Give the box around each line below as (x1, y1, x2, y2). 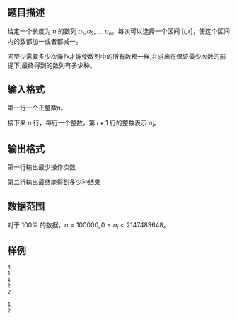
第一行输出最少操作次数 (7, 163, 76, 171)
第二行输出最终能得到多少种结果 (7, 178, 100, 186)
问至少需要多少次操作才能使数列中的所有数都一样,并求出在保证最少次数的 (7, 52, 221, 60)
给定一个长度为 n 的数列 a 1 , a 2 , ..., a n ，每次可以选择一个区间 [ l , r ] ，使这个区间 (7, 27, 231, 37)
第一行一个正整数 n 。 (7, 103, 67, 112)
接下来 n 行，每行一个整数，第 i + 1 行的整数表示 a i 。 (7, 119, 161, 129)
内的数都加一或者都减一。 (7, 37, 82, 45)
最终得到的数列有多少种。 (21, 61, 97, 69)
